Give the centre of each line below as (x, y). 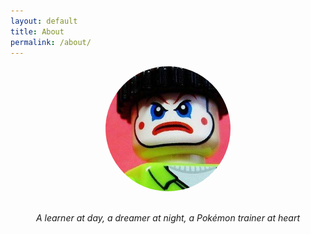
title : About (37, 31)
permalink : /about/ (51, 42)
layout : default (44, 21)
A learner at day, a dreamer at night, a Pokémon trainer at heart (167, 218)
